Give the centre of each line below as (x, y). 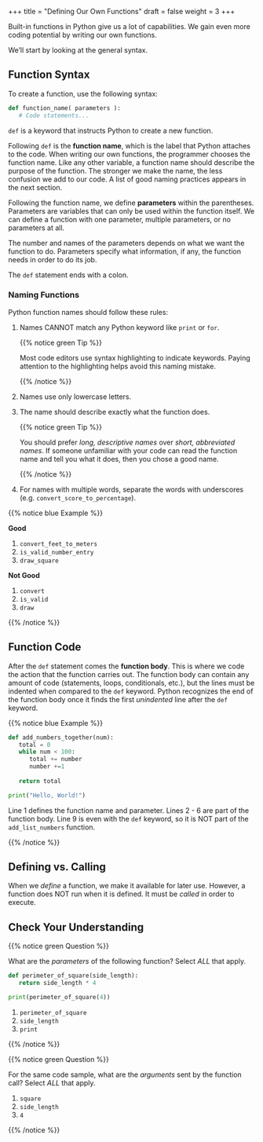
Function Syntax (49, 75)
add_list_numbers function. (52, 827)
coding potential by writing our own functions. (82, 35)
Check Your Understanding (76, 927)
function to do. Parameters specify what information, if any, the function (125, 251)
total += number (55, 760)
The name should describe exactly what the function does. (115, 412)
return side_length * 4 (57, 983)
